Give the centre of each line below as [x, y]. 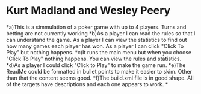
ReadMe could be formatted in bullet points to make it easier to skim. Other [99, 71]
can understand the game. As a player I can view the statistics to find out [97, 40]
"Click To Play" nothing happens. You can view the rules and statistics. [94, 59]
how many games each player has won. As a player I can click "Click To [95, 46]
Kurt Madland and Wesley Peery [88, 10]
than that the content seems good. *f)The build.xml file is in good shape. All [100, 78]
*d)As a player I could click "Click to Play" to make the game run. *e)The [96, 65]
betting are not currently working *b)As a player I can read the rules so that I [101, 33]
